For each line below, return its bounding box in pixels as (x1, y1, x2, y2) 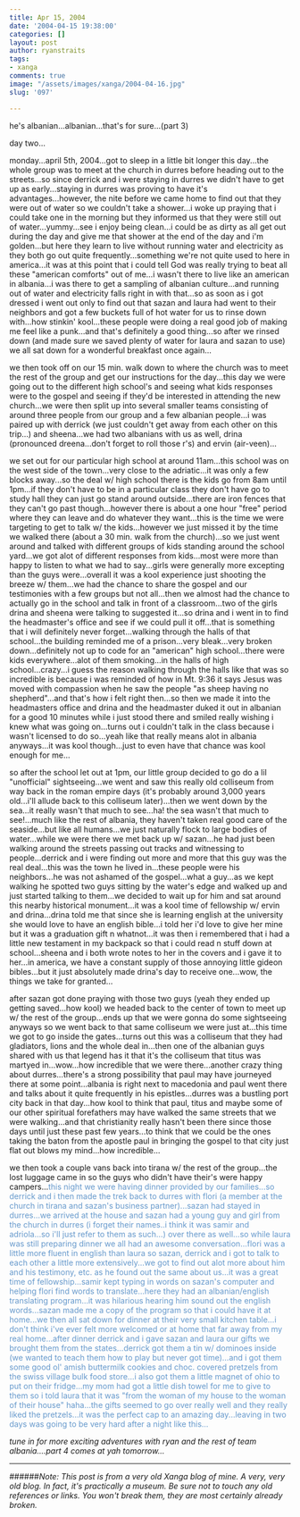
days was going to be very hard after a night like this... (9, 1418, 209, 1429)
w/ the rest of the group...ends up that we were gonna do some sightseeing (9, 1011, 287, 1023)
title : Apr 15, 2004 (9, 13, 87, 22)
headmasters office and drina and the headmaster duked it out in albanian (9, 702, 281, 713)
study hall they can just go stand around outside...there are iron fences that (9, 493, 286, 504)
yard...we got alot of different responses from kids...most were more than (9, 550, 279, 561)
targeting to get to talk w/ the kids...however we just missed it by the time (9, 522, 279, 532)
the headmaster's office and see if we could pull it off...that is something (9, 616, 275, 627)
